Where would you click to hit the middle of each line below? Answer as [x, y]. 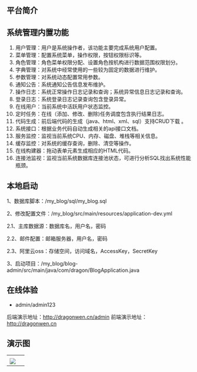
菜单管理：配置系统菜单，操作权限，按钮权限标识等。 [80, 55]
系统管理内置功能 [38, 32]
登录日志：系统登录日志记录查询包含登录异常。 [72, 99]
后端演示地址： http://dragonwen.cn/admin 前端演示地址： [77, 317]
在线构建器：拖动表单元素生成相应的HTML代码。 [74, 151]
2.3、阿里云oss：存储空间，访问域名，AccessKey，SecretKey [82, 251]
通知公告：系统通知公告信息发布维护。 [62, 85]
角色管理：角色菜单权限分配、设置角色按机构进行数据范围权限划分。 [98, 62]
